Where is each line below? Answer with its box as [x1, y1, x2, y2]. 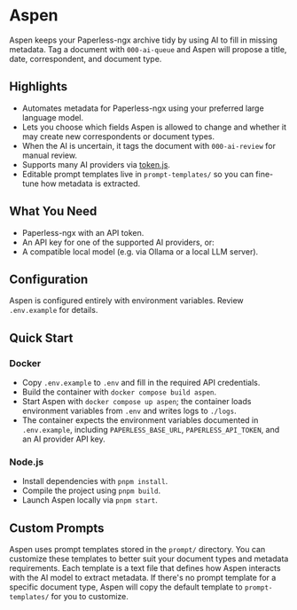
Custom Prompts [9, 520, 105, 536]
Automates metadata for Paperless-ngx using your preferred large [21, 103, 264, 113]
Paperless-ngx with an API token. [21, 227, 145, 238]
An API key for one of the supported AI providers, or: [21, 237, 215, 247]
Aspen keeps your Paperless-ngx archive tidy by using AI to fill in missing [9, 35, 277, 45]
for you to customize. [51, 591, 129, 602]
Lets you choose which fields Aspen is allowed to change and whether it [21, 121, 286, 132]
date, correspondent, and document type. [9, 53, 162, 64]
